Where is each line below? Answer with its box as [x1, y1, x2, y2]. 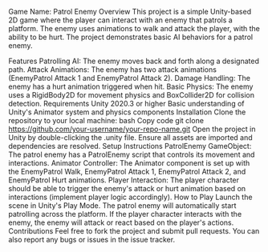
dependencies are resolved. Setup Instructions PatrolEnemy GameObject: [8, 142, 252, 150]
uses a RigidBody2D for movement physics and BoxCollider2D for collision [8, 90, 255, 99]
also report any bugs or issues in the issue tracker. [8, 235, 175, 244]
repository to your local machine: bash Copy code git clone [8, 116, 205, 125]
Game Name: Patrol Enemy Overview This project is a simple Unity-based [8, 7, 251, 16]
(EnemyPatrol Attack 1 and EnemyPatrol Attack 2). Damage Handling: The [8, 74, 251, 82]
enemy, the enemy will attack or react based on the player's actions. [8, 218, 234, 227]
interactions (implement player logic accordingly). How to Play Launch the [8, 192, 253, 202]
